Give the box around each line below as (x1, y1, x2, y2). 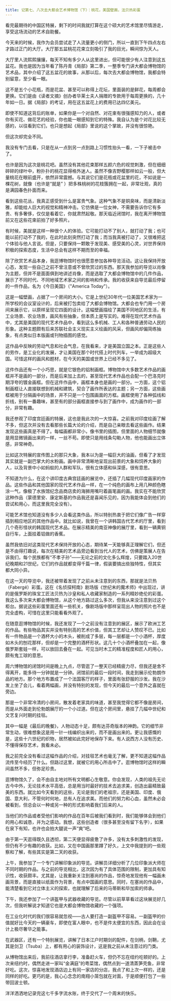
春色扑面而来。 (18, 187, 50, 193)
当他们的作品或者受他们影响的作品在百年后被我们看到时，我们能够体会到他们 (5, 813, 166, 819)
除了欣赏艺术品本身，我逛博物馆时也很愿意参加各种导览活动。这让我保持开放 (5, 258, 166, 264)
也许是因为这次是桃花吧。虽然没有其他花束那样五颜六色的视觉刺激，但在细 (5, 161, 161, 168)
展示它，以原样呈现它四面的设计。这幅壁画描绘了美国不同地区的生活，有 (14, 307, 166, 313)
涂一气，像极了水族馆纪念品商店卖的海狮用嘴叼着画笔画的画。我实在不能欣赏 (5, 488, 166, 494)
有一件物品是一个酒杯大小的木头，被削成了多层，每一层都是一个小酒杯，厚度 (5, 633, 166, 639)
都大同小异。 (5, 567, 32, 573)
